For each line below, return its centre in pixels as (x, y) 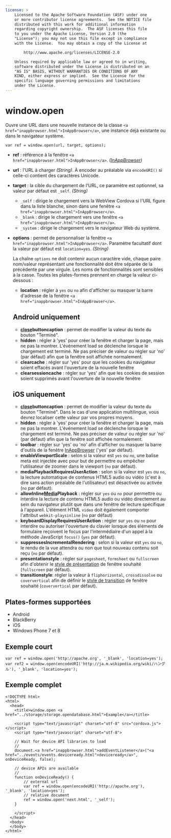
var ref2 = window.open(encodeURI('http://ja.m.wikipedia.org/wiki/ (80, 664)
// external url (41, 782)
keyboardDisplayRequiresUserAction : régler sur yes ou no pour (88, 521)
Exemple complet (34, 685)
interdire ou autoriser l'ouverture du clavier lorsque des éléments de (92, 526)
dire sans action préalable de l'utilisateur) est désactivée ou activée (91, 483)
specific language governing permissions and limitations (77, 81)
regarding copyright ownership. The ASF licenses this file (81, 29)
